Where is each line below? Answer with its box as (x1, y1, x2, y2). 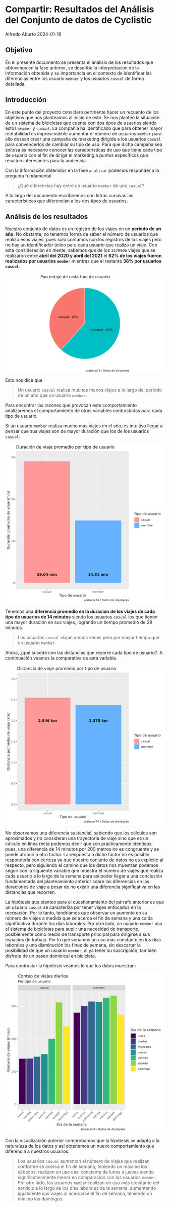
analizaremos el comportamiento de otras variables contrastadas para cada (5, 407, 162, 414)
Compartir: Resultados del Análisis (5, 4, 154, 15)
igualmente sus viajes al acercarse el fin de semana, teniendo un (17, 1190, 152, 1196)
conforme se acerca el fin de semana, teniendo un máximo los (17, 1163, 147, 1169)
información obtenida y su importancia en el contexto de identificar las (5, 70, 152, 76)
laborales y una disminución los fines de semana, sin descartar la (5, 942, 141, 948)
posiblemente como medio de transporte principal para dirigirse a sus (5, 931, 150, 937)
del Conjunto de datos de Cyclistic (5, 14, 152, 26)
